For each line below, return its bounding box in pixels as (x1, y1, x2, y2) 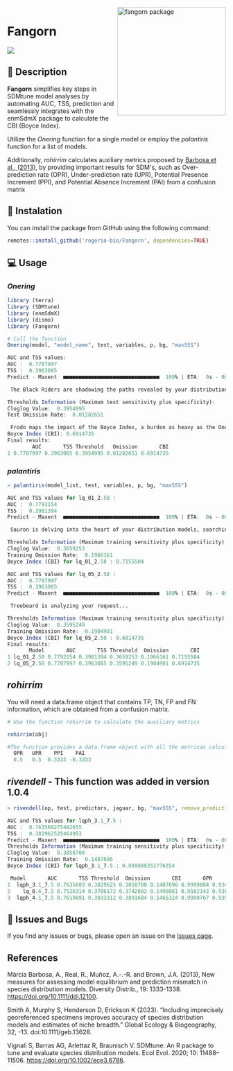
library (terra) (7, 297, 54, 304)
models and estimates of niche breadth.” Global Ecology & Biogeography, (7, 1020, 217, 1029)
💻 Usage (7, 256, 47, 269)
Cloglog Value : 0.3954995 (7, 405, 85, 412)
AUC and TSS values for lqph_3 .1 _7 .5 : (7, 817, 123, 824)
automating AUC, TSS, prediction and (7, 99, 114, 107)
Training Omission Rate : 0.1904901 (7, 627, 113, 635)
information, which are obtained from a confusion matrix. (7, 705, 170, 713)
